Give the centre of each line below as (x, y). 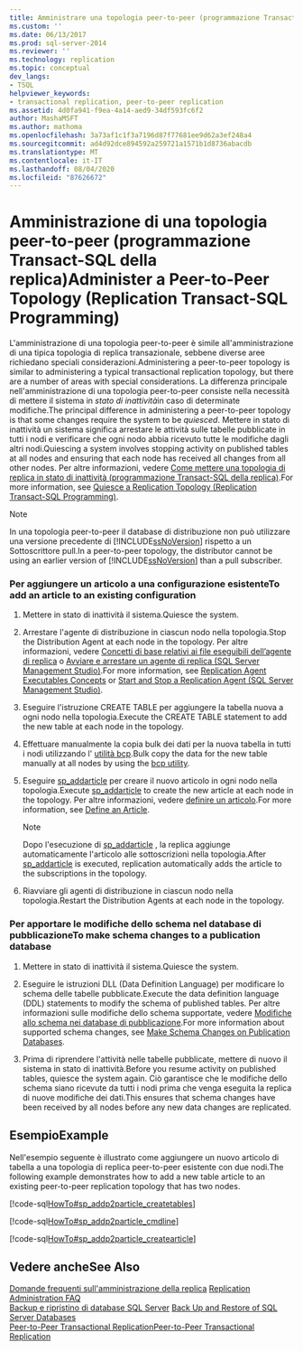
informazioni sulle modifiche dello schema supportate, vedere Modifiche (157, 1012)
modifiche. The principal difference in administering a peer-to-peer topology (150, 410)
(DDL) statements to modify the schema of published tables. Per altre (151, 1003)
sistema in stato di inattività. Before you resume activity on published (149, 1068)
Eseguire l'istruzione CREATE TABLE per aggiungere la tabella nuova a (153, 708)
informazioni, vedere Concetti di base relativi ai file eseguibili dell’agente (156, 652)
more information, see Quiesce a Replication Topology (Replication (133, 487)
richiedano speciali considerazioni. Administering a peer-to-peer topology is (150, 362)
